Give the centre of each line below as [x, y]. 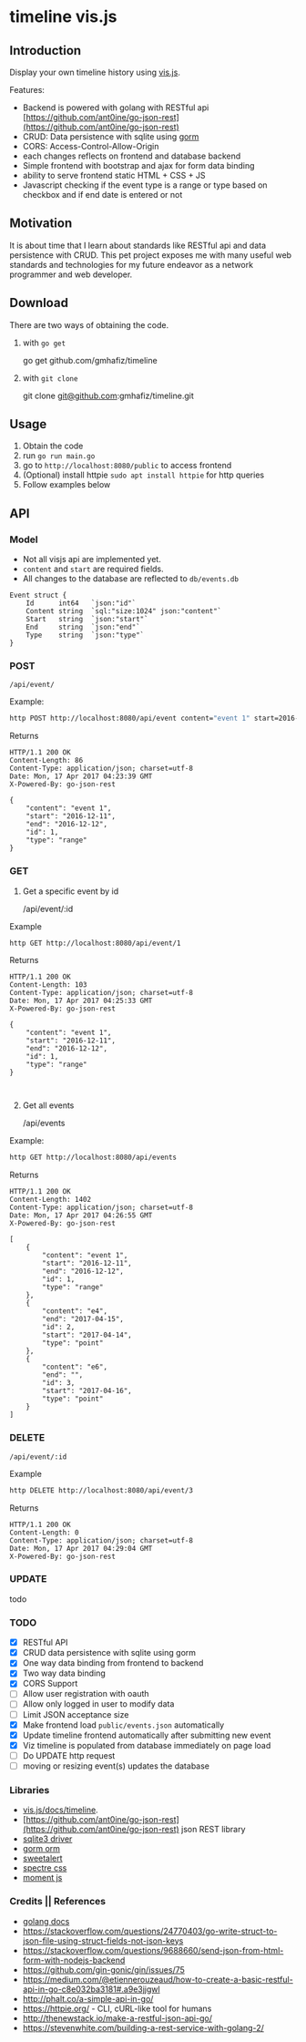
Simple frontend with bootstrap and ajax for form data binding [138, 165]
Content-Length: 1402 [51, 1200]
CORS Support [50, 1684]
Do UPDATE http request [69, 1755]
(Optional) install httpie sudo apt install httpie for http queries [143, 475]
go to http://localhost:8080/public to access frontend [127, 466]
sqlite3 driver [47, 1839]
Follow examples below [66, 485]
